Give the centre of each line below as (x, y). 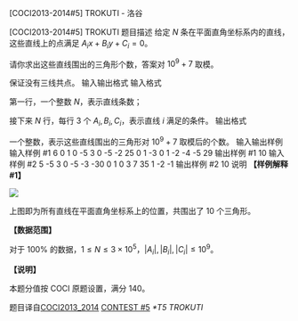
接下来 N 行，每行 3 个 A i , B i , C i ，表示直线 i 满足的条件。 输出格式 (128, 122)
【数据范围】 (32, 229)
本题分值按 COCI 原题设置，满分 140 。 (80, 289)
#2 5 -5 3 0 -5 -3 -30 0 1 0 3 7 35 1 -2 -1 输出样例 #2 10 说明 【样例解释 (157, 164)
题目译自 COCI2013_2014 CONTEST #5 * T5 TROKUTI (106, 308)
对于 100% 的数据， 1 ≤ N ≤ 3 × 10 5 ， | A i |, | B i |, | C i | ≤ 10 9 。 (114, 249)
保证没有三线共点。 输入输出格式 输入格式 (85, 83)
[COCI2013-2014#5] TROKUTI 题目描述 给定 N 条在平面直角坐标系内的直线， (149, 32)
